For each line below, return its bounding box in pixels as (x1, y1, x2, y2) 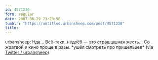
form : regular (5, 12, 35, 17)
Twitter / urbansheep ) (5, 50, 49, 56)
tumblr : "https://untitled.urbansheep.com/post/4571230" (5, 21, 125, 26)
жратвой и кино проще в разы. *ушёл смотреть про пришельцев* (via (5, 44, 154, 50)
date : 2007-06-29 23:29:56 (5, 16, 61, 21)
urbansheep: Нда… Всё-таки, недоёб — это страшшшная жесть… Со (5, 39, 150, 45)
